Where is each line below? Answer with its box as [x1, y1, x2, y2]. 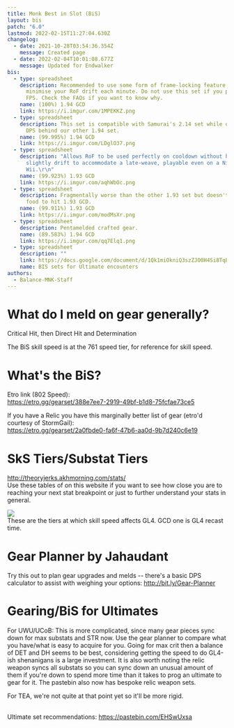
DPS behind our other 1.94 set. [25, 127, 120, 134]
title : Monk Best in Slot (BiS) [7, 10, 101, 17]
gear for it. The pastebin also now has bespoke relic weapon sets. [7, 678, 196, 687]
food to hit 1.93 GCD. [25, 198, 92, 206]
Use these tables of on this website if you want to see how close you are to [7, 481, 223, 489]
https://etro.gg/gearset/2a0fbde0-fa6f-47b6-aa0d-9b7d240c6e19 [7, 426, 198, 435]
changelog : [7, 36, 39, 43]
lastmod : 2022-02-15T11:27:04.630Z [7, 29, 111, 37]
